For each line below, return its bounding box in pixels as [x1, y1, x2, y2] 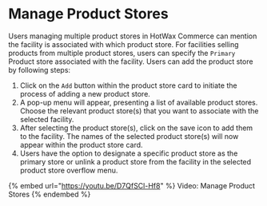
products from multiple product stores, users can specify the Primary [8, 48, 236, 57]
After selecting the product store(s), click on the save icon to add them [19, 123, 253, 133]
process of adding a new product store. [19, 89, 150, 98]
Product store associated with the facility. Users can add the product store [8, 57, 253, 66]
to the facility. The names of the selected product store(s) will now [19, 131, 239, 141]
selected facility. [19, 114, 74, 124]
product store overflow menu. [19, 165, 118, 175]
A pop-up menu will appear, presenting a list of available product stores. [19, 97, 258, 107]
